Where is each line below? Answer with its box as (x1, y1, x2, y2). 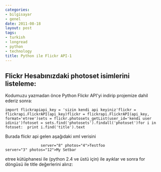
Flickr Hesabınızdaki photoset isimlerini (5, 71, 130, 80)
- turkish (5, 35, 26, 40)
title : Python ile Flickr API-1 (5, 53, 72, 58)
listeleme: (5, 79, 37, 88)
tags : (5, 30, 16, 35)
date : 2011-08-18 (5, 21, 41, 26)
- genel (5, 16, 21, 21)
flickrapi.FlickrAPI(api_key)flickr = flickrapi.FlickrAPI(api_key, (5, 112, 150, 117)
